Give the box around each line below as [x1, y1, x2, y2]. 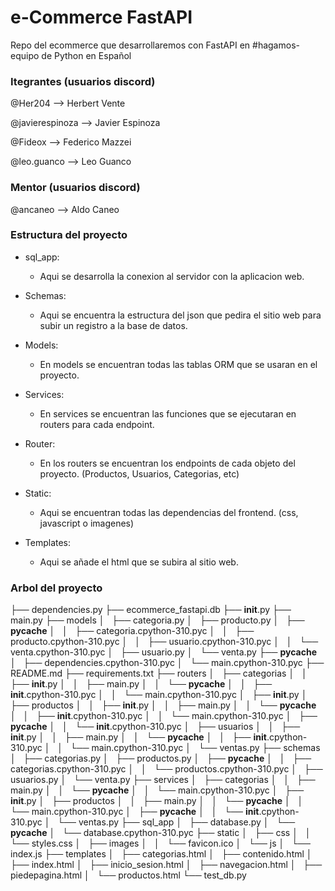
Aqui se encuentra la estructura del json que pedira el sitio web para [39, 309, 322, 321]
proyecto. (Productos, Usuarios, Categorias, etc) [39, 467, 240, 480]
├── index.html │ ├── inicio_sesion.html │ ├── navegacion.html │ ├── [10, 859, 323, 871]
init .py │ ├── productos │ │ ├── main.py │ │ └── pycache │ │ [10, 795, 304, 807]
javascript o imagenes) [39, 517, 135, 529]
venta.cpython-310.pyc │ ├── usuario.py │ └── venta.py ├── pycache [10, 646, 317, 658]
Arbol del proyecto [10, 581, 103, 595]
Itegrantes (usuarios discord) [10, 74, 156, 88]
